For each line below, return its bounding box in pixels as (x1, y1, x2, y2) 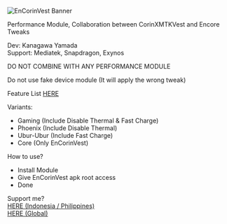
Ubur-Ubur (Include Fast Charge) (17, 132, 113, 139)
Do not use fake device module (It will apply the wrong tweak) (7, 76, 186, 84)
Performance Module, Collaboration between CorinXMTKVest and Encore (7, 20, 220, 28)
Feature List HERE (7, 90, 60, 97)
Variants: (7, 103, 33, 111)
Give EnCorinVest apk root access (17, 174, 116, 181)
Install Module (17, 166, 58, 174)
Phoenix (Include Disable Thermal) (17, 124, 118, 132)
